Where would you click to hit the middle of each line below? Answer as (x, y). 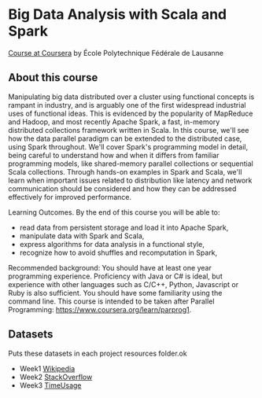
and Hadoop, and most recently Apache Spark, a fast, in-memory (114, 122)
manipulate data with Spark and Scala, (82, 236)
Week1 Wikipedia (47, 368)
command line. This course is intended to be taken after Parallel (111, 301)
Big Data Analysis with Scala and (118, 15)
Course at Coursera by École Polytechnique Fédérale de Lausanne (116, 53)
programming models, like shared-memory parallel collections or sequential (131, 164)
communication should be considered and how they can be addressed (122, 188)
